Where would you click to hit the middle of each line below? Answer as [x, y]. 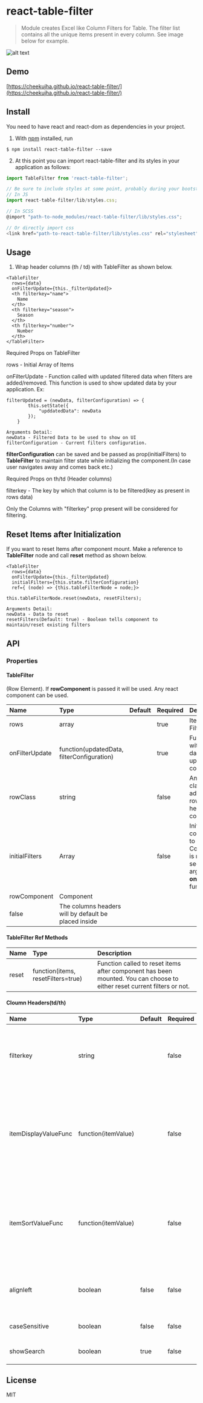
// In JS [17, 195]
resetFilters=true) [57, 979]
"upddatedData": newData [70, 411]
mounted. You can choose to [138, 979]
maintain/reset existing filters [48, 625]
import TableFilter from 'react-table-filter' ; [67, 178]
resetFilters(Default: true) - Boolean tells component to [82, 620]
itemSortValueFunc [36, 1223]
